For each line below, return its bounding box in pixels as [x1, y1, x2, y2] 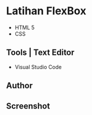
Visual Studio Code [14, 63, 62, 70]
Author [6, 80, 33, 91]
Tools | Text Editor [6, 48, 75, 58]
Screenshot [6, 101, 50, 111]
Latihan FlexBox [6, 4, 87, 18]
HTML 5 [14, 24, 35, 31]
